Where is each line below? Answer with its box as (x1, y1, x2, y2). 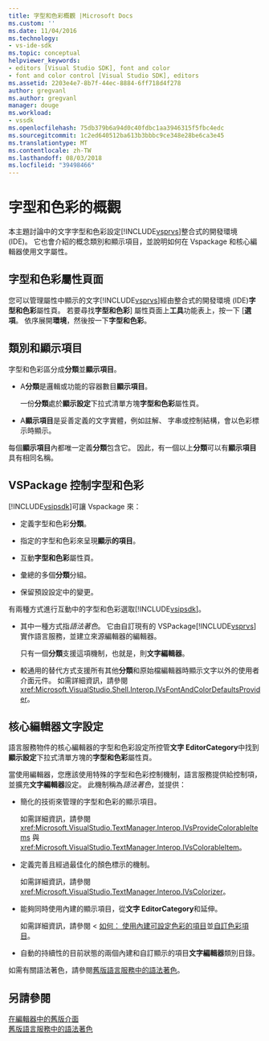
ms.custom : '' (8, 19, 56, 27)
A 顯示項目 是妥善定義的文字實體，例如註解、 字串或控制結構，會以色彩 (19, 415, 253, 425)
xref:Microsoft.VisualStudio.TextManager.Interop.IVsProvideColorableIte (19, 823, 259, 833)
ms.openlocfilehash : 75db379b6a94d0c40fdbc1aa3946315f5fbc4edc (8, 124, 225, 132)
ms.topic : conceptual (8, 49, 81, 57)
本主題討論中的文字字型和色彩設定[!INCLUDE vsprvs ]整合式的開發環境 (8, 227, 238, 237)
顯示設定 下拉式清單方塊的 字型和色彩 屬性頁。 (8, 753, 157, 763)
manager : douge (8, 101, 59, 109)
